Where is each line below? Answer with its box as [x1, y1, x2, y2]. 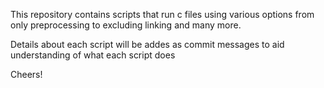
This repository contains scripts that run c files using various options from [10, 9, 315, 20]
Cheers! [10, 69, 43, 80]
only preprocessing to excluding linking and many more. [10, 19, 242, 31]
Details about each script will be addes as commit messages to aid [10, 39, 285, 50]
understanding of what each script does [10, 49, 176, 61]
